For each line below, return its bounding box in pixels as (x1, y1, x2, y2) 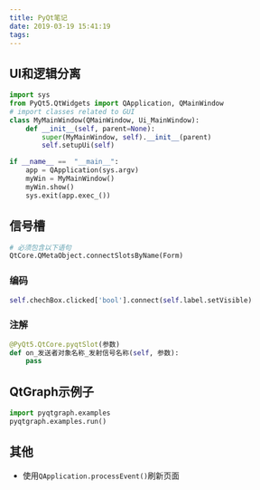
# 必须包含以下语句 (9, 243, 72, 252)
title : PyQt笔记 (9, 13, 68, 23)
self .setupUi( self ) (42, 141, 116, 150)
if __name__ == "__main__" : (9, 158, 119, 167)
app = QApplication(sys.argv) (25, 166, 140, 175)
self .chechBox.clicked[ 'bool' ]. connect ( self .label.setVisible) (9, 295, 253, 304)
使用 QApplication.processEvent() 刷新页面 (22, 470, 181, 481)
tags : (9, 30, 30, 39)
